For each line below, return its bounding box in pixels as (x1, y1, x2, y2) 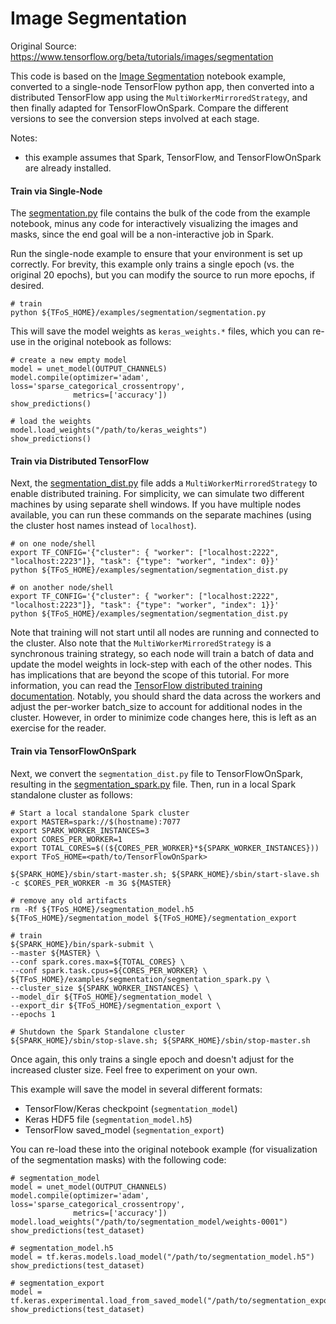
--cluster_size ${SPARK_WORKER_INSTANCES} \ (10, 983, 199, 993)
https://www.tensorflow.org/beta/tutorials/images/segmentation (10, 50, 274, 62)
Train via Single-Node (10, 185, 103, 197)
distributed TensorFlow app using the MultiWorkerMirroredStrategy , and (10, 91, 308, 103)
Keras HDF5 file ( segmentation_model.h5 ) (24, 1113, 193, 1125)
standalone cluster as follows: (10, 788, 133, 801)
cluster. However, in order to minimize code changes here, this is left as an (10, 712, 317, 724)
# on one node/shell (10, 539, 97, 549)
